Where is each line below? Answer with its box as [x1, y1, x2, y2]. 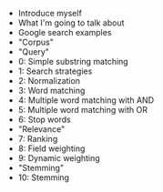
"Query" [17, 46, 50, 57]
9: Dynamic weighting [17, 153, 100, 163]
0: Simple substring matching [17, 56, 129, 66]
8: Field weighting [17, 143, 86, 154]
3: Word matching [17, 86, 86, 96]
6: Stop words [17, 114, 71, 125]
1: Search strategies [17, 66, 93, 76]
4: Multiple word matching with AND [17, 95, 155, 106]
